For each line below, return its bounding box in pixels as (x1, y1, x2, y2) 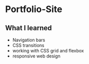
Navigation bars (12, 37, 45, 43)
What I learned (5, 24, 52, 32)
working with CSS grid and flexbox (12, 48, 84, 53)
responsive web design (12, 53, 61, 59)
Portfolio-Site (5, 4, 62, 15)
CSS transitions (12, 42, 44, 48)
